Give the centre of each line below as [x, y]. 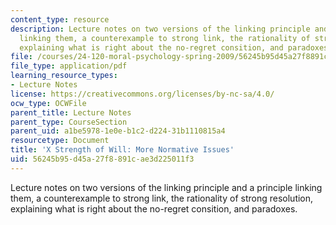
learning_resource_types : [64, 76]
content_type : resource [60, 19]
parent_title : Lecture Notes [71, 112]
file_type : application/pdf [69, 66]
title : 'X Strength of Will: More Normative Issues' [122, 150]
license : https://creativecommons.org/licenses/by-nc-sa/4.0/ [142, 94]
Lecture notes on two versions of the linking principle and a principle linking [166, 187]
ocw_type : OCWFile [48, 103]
